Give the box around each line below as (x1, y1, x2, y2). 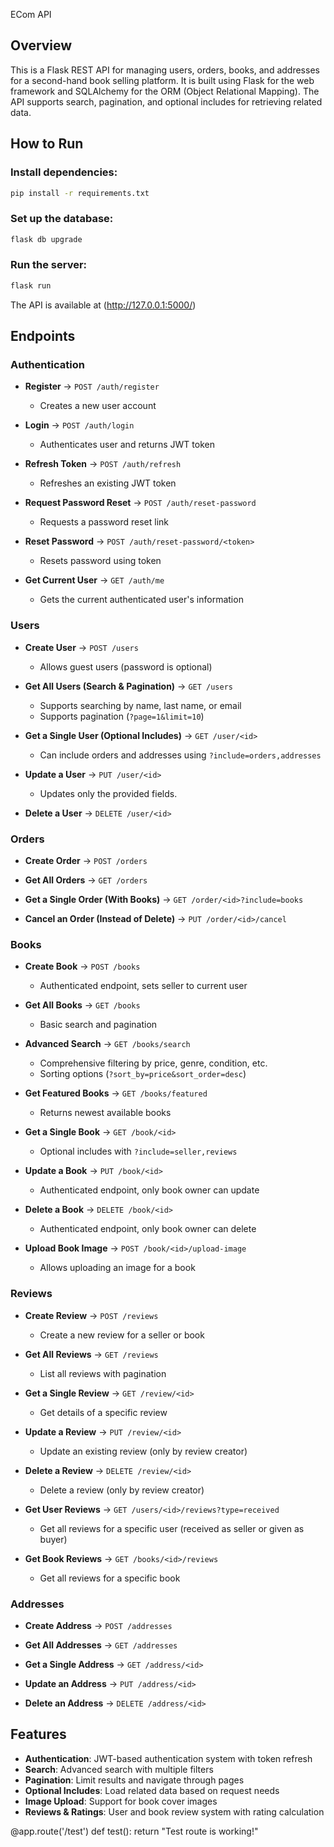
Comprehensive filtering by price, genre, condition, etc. (39, 1057, 268, 1069)
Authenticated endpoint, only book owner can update (39, 1184, 260, 1196)
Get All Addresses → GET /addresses (24, 1639, 178, 1651)
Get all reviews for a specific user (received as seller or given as (39, 1522, 305, 1534)
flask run (10, 280, 52, 291)
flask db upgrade (10, 234, 83, 244)
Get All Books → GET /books (24, 999, 141, 1011)
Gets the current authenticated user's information (39, 594, 244, 606)
